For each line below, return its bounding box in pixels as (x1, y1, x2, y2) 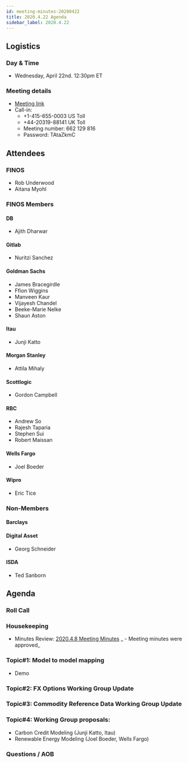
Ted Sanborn (14, 572, 46, 579)
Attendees (6, 148, 45, 158)
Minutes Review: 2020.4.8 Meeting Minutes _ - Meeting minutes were (14, 635, 183, 643)
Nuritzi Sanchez (14, 254, 54, 261)
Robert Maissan (14, 437, 53, 444)
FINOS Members (6, 200, 54, 208)
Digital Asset (6, 532, 38, 539)
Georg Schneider (14, 545, 56, 552)
